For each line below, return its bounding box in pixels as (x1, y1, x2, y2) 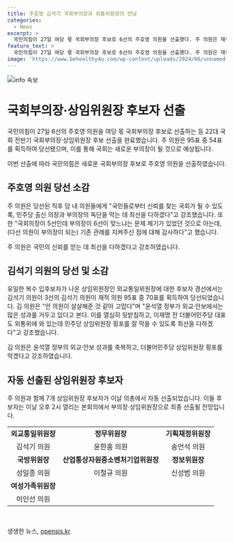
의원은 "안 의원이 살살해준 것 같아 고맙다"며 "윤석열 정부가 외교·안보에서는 (23, 302, 224, 310)
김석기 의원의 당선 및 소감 (7, 264, 109, 276)
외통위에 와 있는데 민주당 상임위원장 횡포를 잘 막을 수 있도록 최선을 (14, 319, 195, 328)
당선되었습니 (190, 294, 224, 302)
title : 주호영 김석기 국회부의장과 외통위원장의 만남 (7, 10, 137, 17)
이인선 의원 (16, 495, 51, 504)
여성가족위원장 (10, 481, 56, 491)
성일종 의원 (16, 468, 51, 478)
